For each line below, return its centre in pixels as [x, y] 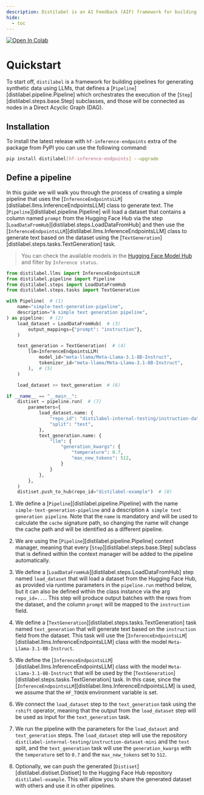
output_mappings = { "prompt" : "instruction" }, [85, 329]
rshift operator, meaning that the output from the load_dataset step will [105, 711]
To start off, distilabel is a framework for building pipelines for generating [100, 82]
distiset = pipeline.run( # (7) [59, 402]
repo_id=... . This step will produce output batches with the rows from [103, 598]
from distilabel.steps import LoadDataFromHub [66, 285]
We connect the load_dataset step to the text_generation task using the [105, 704]
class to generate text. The [140, 205]
